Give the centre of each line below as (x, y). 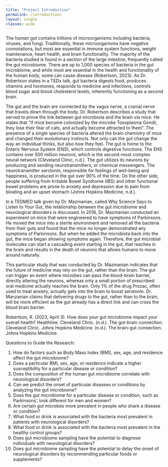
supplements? (27, 459)
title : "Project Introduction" (38, 10)
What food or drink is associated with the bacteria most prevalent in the (86, 427)
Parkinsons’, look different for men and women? (62, 401)
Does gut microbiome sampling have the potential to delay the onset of (86, 449)
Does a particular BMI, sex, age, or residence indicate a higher (77, 363)
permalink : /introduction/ (34, 15)
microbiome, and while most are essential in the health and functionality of (82, 70)
